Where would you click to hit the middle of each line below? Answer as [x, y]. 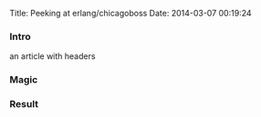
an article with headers [52, 56]
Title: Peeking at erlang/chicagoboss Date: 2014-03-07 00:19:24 [130, 13]
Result [24, 104]
